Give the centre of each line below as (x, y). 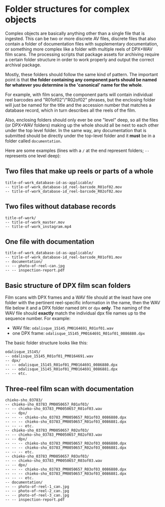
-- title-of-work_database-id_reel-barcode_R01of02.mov (64, 187)
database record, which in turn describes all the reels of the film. (71, 110)
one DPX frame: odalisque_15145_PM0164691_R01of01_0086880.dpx (79, 333)
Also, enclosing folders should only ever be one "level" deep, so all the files (82, 120)
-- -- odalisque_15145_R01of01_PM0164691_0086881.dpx (62, 369)
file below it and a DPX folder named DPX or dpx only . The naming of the (78, 308)
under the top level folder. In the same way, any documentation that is (76, 130)
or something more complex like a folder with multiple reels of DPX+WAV (79, 49)
